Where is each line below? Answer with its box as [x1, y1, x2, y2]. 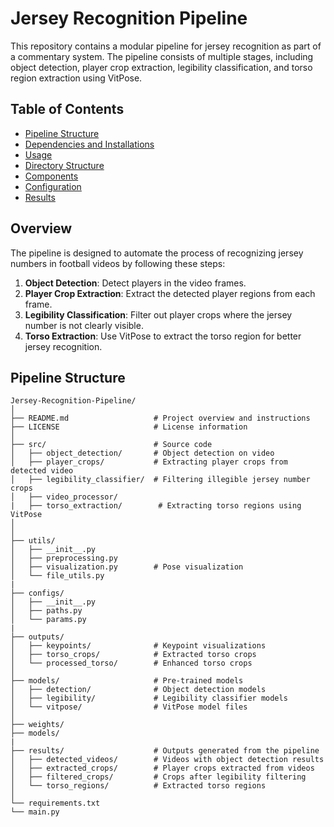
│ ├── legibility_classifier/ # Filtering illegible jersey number [10, 475, 311, 485]
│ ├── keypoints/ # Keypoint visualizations [10, 641, 267, 651]
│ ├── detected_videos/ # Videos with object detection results [10, 755, 325, 765]
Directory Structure [24, 159, 105, 171]
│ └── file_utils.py [10, 571, 105, 581]
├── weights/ [10, 720, 65, 730]
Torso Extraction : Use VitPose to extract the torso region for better [24, 330, 302, 342]
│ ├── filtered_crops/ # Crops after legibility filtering [10, 772, 307, 782]
